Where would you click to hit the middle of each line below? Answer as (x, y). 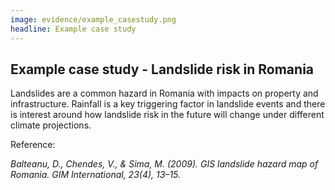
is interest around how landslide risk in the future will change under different (167, 115)
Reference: (33, 145)
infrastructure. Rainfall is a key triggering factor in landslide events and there (168, 104)
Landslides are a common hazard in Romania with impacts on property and (164, 93)
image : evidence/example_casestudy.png (93, 19)
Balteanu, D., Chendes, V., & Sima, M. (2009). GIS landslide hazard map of (164, 164)
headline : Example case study (73, 29)
